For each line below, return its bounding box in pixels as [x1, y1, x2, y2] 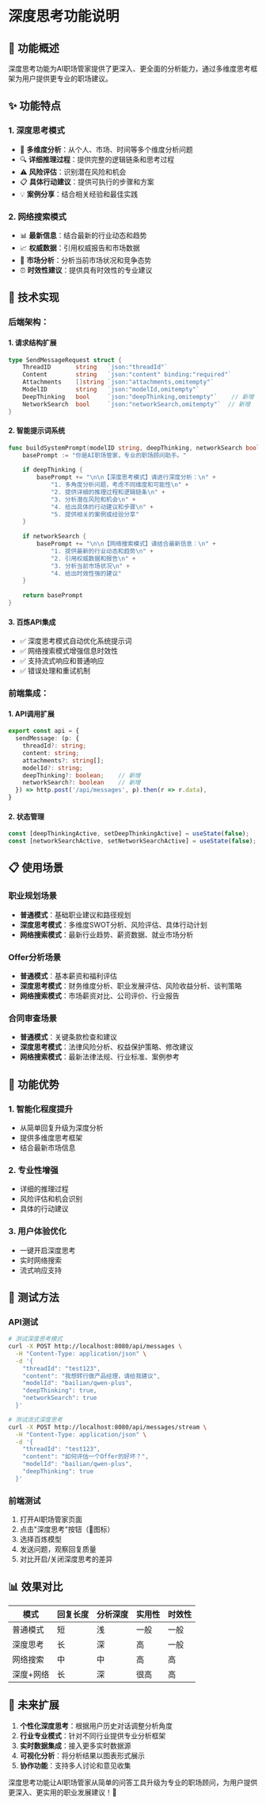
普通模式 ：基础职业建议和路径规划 [19, 910, 131, 920]
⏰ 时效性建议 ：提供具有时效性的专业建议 [19, 265, 153, 275]
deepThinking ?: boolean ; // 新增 [22, 771, 141, 779]
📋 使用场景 [8, 861, 64, 874]
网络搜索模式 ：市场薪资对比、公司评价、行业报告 [19, 990, 180, 1001]
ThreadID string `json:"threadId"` [22, 363, 169, 372]
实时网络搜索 [19, 1255, 62, 1265]
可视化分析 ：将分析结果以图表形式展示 [19, 1750, 145, 1760]
